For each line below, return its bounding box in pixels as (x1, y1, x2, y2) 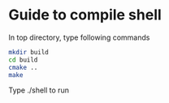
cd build (8, 55, 38, 64)
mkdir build (8, 48, 49, 56)
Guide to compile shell (8, 6, 162, 24)
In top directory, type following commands (8, 32, 150, 42)
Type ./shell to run (8, 85, 69, 95)
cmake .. (8, 63, 38, 71)
